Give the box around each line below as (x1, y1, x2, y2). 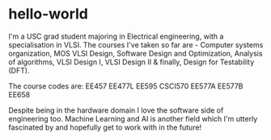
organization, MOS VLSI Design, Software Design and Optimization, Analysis (8, 48, 263, 58)
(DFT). (8, 65, 30, 75)
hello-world (8, 5, 89, 23)
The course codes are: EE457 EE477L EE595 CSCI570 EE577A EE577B (8, 81, 244, 91)
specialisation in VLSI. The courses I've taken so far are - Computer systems (8, 39, 264, 49)
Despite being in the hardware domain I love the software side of (8, 105, 224, 115)
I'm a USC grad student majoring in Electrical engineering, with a (8, 31, 224, 41)
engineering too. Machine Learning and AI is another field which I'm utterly (8, 113, 258, 123)
